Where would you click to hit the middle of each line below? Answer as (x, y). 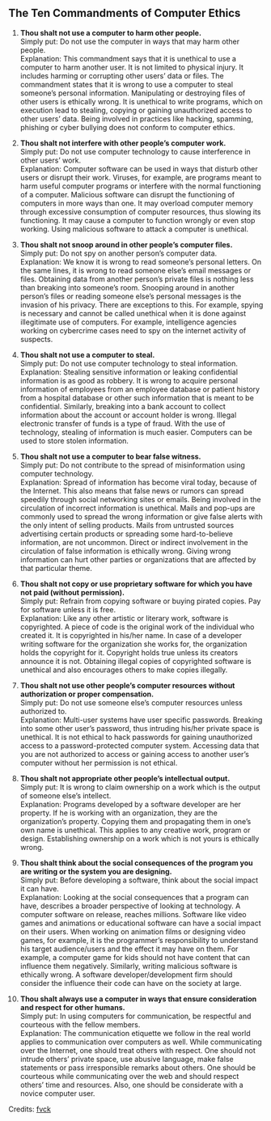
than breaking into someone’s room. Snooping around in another (127, 287)
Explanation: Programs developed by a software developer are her (130, 804)
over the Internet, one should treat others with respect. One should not (138, 1050)
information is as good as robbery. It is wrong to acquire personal (129, 380)
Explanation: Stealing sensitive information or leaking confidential (129, 372)
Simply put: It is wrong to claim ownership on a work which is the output (140, 787)
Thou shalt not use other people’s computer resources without (127, 685)
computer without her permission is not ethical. (99, 763)
